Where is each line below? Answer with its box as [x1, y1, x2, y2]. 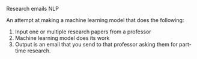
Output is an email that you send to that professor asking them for [14, 41, 178, 48]
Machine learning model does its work [14, 35, 110, 41]
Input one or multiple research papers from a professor [14, 28, 151, 35]
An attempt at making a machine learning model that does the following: [6, 17, 184, 23]
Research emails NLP [6, 5, 59, 12]
